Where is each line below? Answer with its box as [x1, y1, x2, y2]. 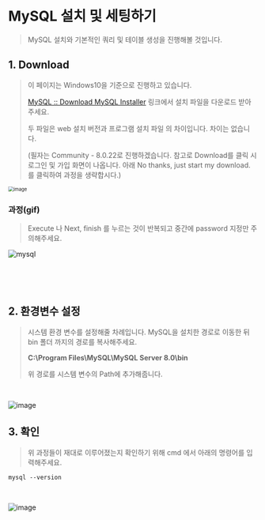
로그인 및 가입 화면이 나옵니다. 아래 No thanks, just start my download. [27, 160, 251, 170]
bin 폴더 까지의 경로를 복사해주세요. [27, 337, 138, 346]
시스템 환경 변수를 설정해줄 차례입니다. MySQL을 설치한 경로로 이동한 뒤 [27, 327, 251, 337]
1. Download [8, 58, 70, 72]
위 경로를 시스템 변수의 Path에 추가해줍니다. [27, 369, 164, 379]
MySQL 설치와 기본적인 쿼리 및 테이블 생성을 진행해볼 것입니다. [27, 35, 223, 44]
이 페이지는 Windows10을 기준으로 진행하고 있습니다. [27, 80, 192, 89]
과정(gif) [8, 204, 40, 215]
